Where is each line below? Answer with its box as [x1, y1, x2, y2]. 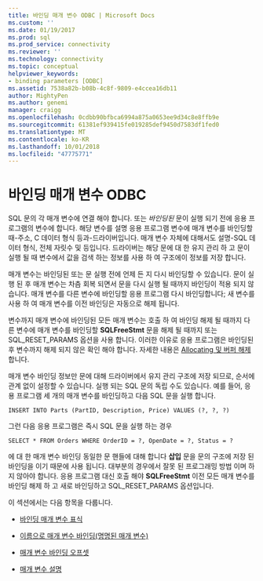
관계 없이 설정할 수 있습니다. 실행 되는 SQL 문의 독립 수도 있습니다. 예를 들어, [8, 381, 243, 390]
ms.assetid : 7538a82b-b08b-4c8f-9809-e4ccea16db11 [8, 84, 177, 93]
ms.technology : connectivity [8, 56, 104, 64]
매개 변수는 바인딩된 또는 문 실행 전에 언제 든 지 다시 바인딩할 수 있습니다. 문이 [8, 270, 247, 279]
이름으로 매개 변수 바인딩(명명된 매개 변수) [19, 531, 149, 541]
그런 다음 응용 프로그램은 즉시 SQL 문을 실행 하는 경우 [8, 421, 173, 431]
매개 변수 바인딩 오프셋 [19, 548, 89, 557]
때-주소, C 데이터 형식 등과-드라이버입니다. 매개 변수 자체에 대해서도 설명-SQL [8, 233, 248, 243]
